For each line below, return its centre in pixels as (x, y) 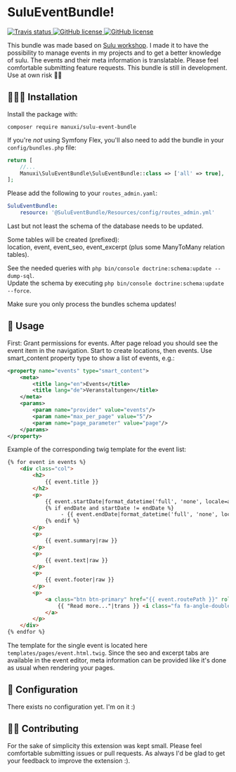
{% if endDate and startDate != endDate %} (109, 508)
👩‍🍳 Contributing (43, 729)
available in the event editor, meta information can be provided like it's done (117, 660)
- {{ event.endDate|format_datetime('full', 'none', (139, 514)
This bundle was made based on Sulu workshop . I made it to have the (108, 45)
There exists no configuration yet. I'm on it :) (71, 707)
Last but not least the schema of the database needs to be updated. (105, 226)
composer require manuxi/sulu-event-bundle (72, 127)
